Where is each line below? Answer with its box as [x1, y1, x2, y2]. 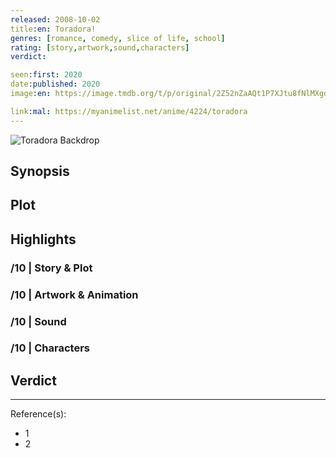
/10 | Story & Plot [10, 261, 93, 275]
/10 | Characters [10, 341, 91, 355]
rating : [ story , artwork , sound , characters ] [10, 42, 190, 53]
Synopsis [10, 163, 70, 180]
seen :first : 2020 [10, 70, 83, 80]
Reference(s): [10, 408, 67, 420]
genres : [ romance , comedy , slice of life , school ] [10, 33, 226, 43]
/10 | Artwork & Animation [10, 287, 139, 301]
